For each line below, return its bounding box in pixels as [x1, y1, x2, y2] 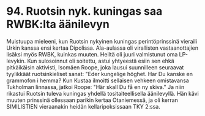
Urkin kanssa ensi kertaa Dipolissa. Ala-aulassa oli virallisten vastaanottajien [6, 44, 199, 52]
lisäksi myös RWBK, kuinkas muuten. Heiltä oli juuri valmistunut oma [6, 50, 178, 58]
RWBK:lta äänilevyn [6, 17, 110, 31]
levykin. [6, 57, 26, 64]
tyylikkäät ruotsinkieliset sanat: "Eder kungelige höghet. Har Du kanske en [6, 70, 193, 77]
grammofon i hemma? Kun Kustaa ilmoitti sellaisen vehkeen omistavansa [6, 77, 190, 84]
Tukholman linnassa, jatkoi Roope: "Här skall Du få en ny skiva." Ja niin [6, 83, 185, 90]
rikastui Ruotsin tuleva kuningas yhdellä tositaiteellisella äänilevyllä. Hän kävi [6, 90, 199, 97]
